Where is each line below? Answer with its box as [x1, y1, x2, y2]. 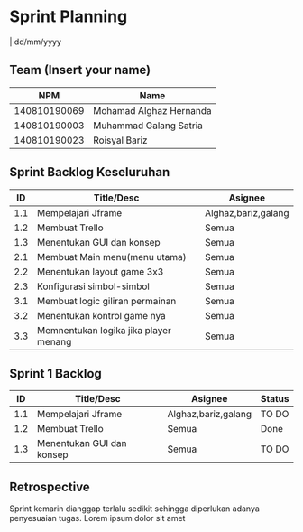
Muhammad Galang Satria [93, 119, 203, 132]
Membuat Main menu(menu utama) [37, 250, 187, 263]
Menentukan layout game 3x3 [37, 265, 164, 277]
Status [260, 393, 289, 406]
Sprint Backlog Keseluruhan [9, 164, 170, 180]
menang [37, 335, 72, 348]
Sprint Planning [9, 6, 128, 27]
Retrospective [9, 479, 90, 494]
